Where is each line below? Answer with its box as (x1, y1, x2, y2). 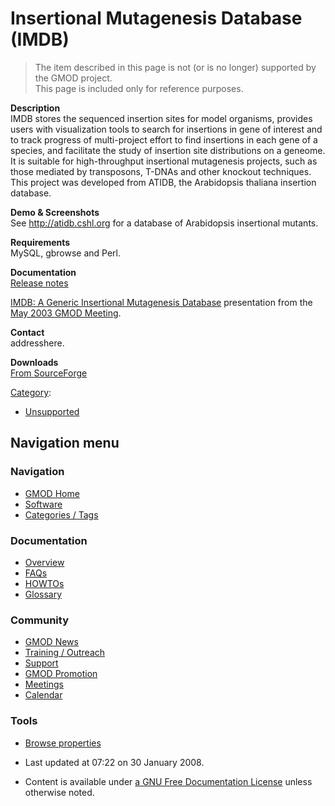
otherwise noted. (24, 786, 95, 798)
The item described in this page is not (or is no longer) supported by (34, 61, 317, 73)
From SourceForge (10, 367, 88, 379)
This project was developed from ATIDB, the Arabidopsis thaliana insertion (10, 176, 317, 188)
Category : (10, 386, 52, 398)
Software (24, 498, 63, 510)
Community (10, 613, 69, 627)
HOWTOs (24, 577, 65, 589)
